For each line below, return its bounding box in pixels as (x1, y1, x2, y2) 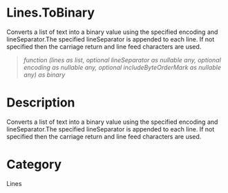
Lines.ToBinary (6, 5, 95, 21)
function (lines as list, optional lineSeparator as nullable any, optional (23, 55, 222, 64)
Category (6, 157, 62, 172)
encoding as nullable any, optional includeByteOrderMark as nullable (23, 63, 222, 71)
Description (6, 95, 75, 111)
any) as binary (23, 71, 66, 79)
